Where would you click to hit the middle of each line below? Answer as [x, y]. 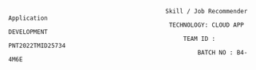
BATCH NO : [215, 53]
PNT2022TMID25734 [37, 46]
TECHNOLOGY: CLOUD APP [207, 25]
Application [28, 18]
